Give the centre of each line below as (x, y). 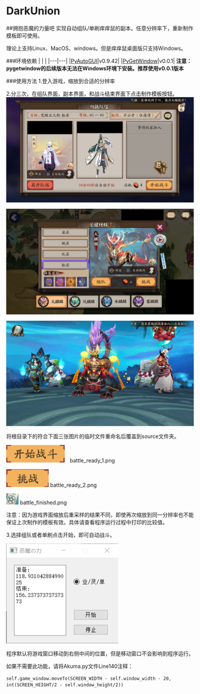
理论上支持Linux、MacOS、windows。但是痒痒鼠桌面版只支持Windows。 (96, 48)
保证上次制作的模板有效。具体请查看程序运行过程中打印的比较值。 (87, 523)
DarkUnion (33, 11)
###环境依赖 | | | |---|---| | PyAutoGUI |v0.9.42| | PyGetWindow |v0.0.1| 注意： (99, 61)
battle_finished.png (43, 503)
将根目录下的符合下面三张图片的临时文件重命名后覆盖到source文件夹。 (93, 436)
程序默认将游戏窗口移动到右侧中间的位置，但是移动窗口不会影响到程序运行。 (100, 654)
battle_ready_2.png (73, 485)
